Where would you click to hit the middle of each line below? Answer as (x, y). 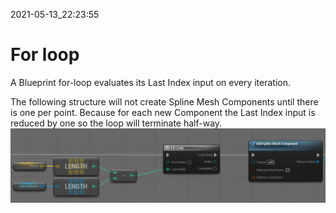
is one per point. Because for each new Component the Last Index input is (163, 112)
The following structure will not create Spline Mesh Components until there (164, 101)
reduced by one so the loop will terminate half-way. (116, 123)
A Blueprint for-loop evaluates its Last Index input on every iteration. (151, 82)
